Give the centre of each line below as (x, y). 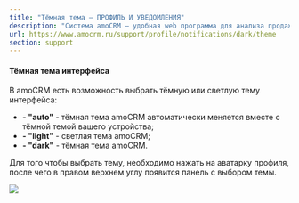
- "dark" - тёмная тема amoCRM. (85, 146)
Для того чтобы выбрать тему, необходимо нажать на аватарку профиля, (149, 163)
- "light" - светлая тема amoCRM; (86, 136)
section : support (41, 42)
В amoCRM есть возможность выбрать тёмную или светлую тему (135, 91)
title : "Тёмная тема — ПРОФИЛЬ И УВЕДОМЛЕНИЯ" (97, 17)
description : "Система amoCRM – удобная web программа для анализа (137, 26)
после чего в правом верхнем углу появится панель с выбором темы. (143, 172)
